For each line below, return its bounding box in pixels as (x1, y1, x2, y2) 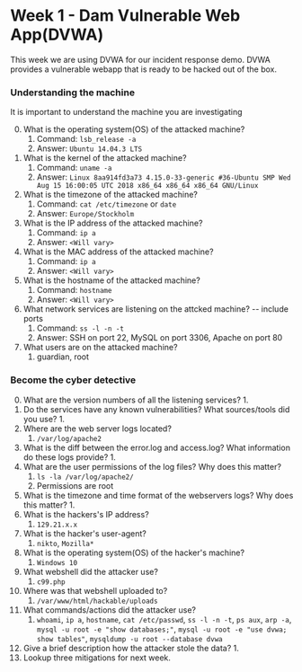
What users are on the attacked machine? (22, 342, 178, 353)
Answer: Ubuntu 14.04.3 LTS (36, 143, 143, 154)
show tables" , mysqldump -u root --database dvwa (36, 632, 223, 643)
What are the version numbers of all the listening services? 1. (22, 394, 249, 405)
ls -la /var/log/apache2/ (36, 473, 134, 482)
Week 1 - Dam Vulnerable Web (10, 5, 241, 26)
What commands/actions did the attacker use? (22, 604, 197, 615)
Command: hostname (36, 285, 112, 296)
